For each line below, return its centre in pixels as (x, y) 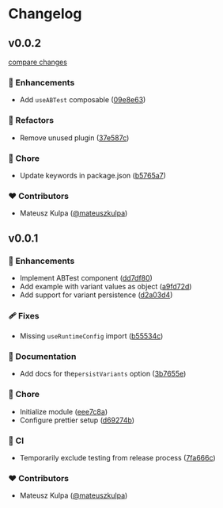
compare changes (38, 62)
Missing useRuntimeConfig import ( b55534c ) (91, 336)
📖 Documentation (42, 357)
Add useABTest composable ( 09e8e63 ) (83, 100)
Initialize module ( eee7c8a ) (64, 411)
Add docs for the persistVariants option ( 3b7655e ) (103, 374)
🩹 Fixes (24, 315)
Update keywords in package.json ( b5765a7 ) (93, 175)
